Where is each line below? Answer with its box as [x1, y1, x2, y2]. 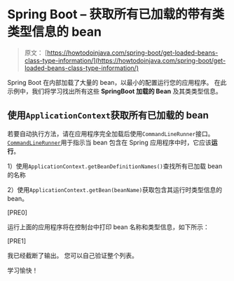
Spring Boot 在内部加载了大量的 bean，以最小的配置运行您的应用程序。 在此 [7, 78, 227, 86]
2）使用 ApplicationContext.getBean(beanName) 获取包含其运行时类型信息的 [7, 185, 223, 193]
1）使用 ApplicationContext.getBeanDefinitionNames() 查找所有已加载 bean [7, 162, 223, 170]
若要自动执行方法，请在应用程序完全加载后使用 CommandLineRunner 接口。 [7, 129, 214, 137]
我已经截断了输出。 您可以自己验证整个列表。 [7, 251, 138, 259]
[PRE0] [7, 208, 28, 217]
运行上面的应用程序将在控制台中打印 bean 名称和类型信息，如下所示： [7, 222, 209, 231]
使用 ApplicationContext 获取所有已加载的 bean [7, 109, 209, 121]
